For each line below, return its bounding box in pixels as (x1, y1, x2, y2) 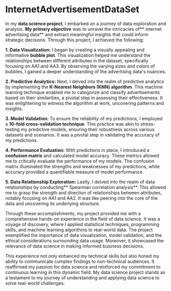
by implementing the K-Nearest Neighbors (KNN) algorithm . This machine (5, 83, 163, 90)
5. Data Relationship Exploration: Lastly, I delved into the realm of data (5, 178, 155, 185)
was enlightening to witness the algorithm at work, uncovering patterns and (5, 100, 164, 106)
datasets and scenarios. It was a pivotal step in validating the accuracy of (5, 131, 160, 138)
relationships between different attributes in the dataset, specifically (5, 57, 149, 63)
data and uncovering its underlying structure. (5, 200, 101, 207)
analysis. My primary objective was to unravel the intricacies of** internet (5, 26, 162, 32)
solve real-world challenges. (5, 280, 65, 286)
